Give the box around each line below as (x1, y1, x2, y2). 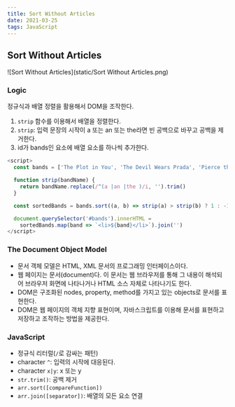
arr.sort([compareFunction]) (17, 384, 103, 392)
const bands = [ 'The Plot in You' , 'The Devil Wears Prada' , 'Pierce (13, 164, 220, 171)
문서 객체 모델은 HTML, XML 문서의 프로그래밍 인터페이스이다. (17, 261, 188, 270)
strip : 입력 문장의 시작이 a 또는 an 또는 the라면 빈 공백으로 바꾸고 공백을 (17, 126, 217, 134)
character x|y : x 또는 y (17, 366, 82, 375)
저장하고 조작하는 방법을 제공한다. (17, 314, 110, 323)
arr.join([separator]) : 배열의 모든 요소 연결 (17, 391, 143, 400)
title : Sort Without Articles (7, 10, 96, 18)
